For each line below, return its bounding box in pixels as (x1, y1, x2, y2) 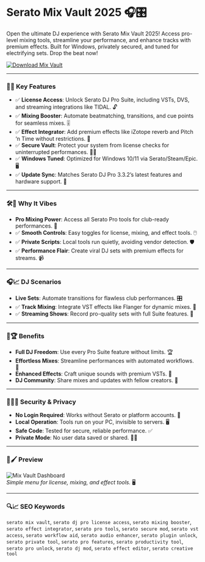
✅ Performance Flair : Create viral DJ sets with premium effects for (15, 246, 184, 254)
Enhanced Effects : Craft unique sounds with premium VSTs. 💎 (15, 370, 172, 377)
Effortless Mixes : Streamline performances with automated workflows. (15, 357, 194, 364)
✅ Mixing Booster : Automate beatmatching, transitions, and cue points (15, 112, 194, 120)
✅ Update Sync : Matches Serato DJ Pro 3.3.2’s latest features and (15, 171, 182, 179)
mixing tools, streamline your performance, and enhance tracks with (19, 36, 191, 43)
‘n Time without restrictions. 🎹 (15, 135, 91, 142)
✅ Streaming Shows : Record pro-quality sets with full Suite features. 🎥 (15, 310, 194, 317)
